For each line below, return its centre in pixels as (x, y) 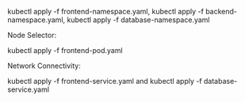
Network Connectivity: (44, 66)
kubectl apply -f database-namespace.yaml (138, 20)
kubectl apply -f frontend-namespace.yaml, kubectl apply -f (105, 11)
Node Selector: (32, 35)
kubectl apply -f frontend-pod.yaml (65, 50)
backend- (221, 11)
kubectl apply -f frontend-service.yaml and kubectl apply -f (105, 81)
